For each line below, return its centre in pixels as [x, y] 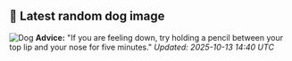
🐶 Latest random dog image [87, 16]
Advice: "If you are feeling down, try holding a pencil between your [159, 37]
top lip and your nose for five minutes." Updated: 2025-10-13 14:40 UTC [142, 47]
